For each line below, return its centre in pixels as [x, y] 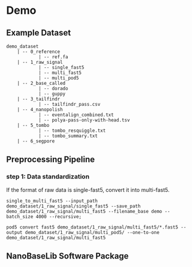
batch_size [20, 216]
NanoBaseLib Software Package [67, 256]
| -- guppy [52, 94]
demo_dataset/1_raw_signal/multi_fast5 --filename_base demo [84, 211]
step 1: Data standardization [48, 177]
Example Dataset [38, 33]
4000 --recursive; [59, 216]
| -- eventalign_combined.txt [76, 115]
